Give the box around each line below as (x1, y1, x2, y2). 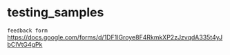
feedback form (7, 27, 48, 34)
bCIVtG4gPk (7, 40, 43, 48)
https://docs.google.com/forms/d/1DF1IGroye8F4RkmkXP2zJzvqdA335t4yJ (7, 33, 223, 41)
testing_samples (7, 5, 104, 20)
